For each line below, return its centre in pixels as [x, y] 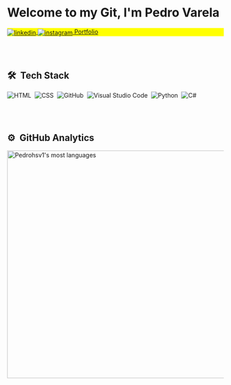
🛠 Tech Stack [38, 76]
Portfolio [86, 32]
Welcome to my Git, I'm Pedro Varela [113, 13]
